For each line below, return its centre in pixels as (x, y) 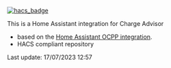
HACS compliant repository (55, 44)
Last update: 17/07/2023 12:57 (50, 57)
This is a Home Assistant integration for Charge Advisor (85, 23)
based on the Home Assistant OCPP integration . (84, 37)
